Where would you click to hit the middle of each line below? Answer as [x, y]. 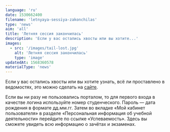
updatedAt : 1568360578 [29, 62]
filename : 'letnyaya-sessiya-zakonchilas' [51, 19]
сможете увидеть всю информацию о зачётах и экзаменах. [71, 124]
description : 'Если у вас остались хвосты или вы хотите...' [72, 39]
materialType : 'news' [28, 67]
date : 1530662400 [24, 15]
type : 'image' [29, 58]
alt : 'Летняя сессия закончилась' [51, 53]
